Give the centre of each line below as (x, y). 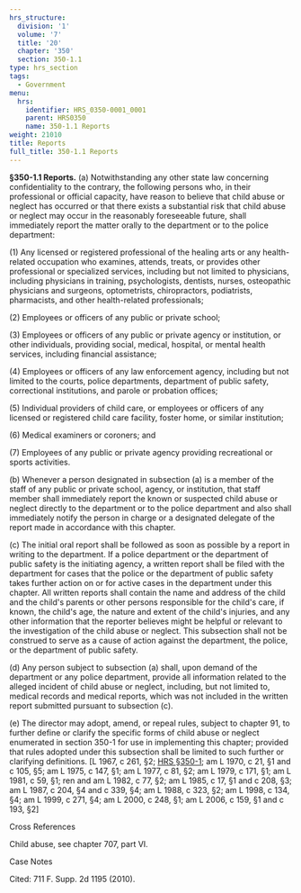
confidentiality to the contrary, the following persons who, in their (130, 186)
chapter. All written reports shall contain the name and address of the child (147, 592)
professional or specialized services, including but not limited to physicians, (149, 271)
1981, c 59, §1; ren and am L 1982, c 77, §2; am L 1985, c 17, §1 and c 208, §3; (150, 780)
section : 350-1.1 (50, 59)
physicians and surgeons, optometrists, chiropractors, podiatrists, (131, 290)
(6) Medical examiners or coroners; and (83, 435)
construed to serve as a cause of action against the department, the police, (149, 640)
